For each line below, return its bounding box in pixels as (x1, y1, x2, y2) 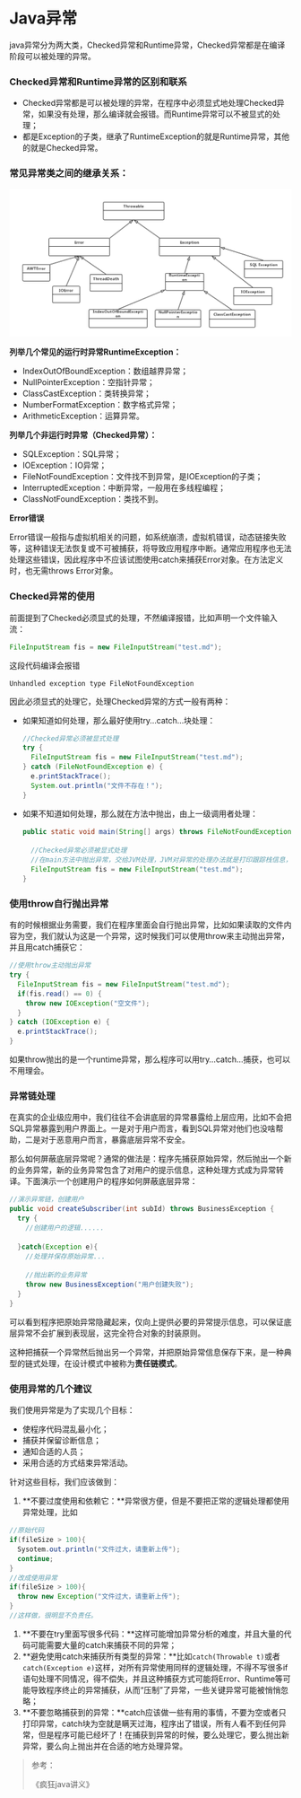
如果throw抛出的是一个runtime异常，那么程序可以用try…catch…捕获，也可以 (9, 1054, 291, 1065)
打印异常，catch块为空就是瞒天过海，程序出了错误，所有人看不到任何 (21, 1718, 279, 1729)
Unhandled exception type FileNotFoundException (9, 679, 194, 688)
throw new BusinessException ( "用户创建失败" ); (25, 1280, 194, 1289)
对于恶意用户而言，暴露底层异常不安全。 (39, 1135, 190, 1145)
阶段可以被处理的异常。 (9, 50, 96, 61)
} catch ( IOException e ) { (9, 1018, 110, 1027)
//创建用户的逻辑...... (25, 1224, 105, 1232)
